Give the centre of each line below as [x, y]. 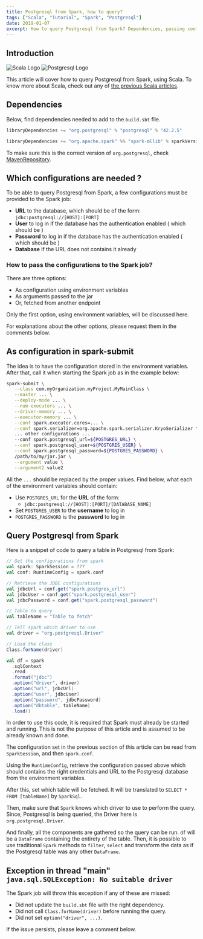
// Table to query [29, 611]
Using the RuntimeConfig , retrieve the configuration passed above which [96, 765]
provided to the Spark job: [39, 199]
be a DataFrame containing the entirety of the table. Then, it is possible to [96, 839]
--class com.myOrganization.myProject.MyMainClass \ [82, 389]
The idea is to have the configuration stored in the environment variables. [98, 366]
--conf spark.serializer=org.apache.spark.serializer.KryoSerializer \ [106, 428]
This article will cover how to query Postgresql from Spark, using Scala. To [99, 80]
